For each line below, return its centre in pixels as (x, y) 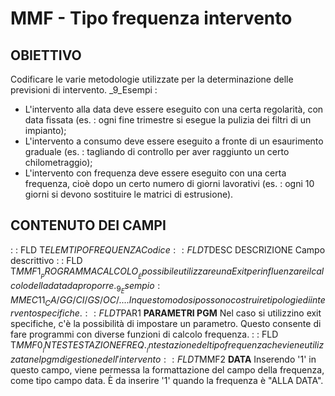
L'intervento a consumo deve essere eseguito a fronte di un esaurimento (174, 141)
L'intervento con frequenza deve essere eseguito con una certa (155, 173)
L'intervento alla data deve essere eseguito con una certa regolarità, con (174, 109)
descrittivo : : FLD (46, 260)
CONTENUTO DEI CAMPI (88, 225)
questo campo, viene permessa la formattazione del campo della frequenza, (167, 369)
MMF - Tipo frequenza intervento (151, 18)
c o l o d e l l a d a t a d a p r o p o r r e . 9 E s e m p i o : (85, 287)
